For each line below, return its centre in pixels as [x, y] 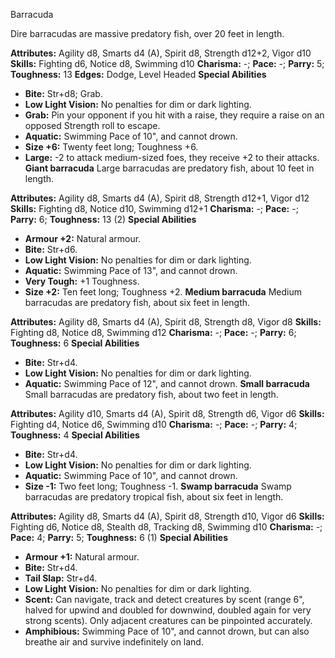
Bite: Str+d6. [51, 249]
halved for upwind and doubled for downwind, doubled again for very [168, 610]
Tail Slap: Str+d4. [61, 578]
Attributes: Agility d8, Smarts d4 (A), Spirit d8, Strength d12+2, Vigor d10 [161, 53]
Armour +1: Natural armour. [82, 557]
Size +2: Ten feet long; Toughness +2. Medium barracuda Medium [163, 292]
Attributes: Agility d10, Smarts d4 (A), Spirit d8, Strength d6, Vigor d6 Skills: [167, 413]
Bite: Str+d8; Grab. [63, 93]
